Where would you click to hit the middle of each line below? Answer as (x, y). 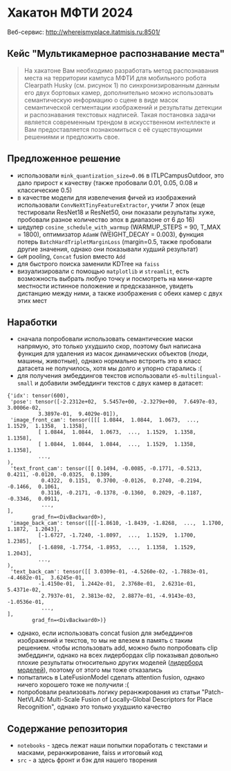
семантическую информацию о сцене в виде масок (101, 100)
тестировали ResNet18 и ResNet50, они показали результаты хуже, (116, 212)
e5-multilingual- (196, 376)
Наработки (32, 322)
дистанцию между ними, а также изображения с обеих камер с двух (120, 293)
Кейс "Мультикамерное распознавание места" (116, 54)
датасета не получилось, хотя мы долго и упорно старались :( (110, 368)
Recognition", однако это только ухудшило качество (94, 707)
